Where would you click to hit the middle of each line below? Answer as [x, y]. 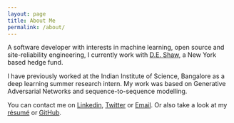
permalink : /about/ [36, 27]
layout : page [27, 14]
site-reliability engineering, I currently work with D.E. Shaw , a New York [112, 55]
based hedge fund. [35, 63]
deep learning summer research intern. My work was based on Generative [117, 84]
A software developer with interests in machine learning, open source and [116, 48]
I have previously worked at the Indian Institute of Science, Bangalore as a [116, 76]
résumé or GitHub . [35, 113]
